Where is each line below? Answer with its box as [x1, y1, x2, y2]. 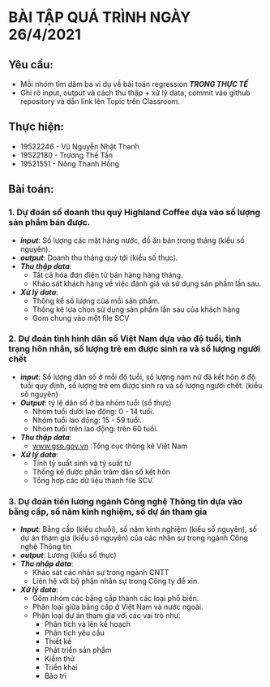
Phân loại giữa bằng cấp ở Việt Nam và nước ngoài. [32, 602, 204, 612]
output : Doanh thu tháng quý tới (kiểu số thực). [19, 253, 178, 262]
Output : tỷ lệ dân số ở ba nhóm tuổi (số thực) [19, 398, 172, 408]
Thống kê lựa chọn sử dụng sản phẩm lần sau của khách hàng [32, 305, 241, 314]
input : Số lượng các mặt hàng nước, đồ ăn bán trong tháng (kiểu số [19, 235, 245, 245]
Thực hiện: [8, 120, 65, 134]
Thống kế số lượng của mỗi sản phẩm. [32, 296, 161, 305]
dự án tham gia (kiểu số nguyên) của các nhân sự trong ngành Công [19, 533, 249, 543]
